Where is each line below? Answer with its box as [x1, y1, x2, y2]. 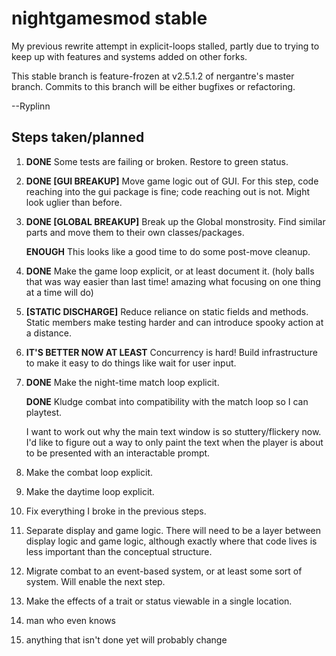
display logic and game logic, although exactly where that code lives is [25, 535, 318, 547]
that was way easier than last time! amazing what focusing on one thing [25, 275, 321, 287]
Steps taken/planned [11, 129, 145, 146]
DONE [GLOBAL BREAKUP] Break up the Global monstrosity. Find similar [25, 215, 326, 227]
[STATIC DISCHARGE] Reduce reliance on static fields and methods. [25, 305, 309, 317]
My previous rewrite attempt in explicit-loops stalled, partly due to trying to [11, 40, 320, 52]
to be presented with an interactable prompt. [25, 447, 211, 459]
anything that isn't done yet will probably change [25, 633, 228, 646]
